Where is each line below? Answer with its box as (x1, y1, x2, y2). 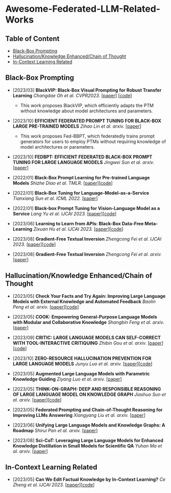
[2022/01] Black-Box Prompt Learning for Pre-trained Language (12, 174, 150, 180)
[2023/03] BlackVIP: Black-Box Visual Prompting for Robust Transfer (12, 87, 162, 93)
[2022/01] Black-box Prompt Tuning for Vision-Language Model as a (12, 205, 160, 211)
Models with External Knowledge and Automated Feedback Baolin (12, 298, 156, 304)
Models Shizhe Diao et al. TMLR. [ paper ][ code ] (12, 180, 113, 186)
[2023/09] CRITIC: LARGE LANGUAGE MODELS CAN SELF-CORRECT (12, 334, 161, 340)
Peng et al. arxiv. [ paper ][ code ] (12, 303, 79, 310)
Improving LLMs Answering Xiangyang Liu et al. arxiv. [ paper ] (12, 412, 145, 418)
